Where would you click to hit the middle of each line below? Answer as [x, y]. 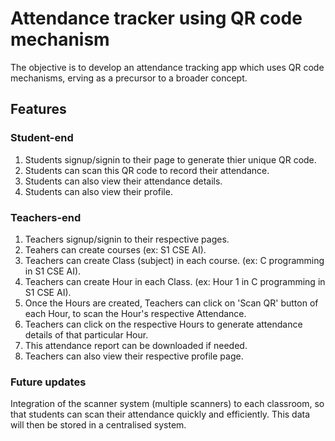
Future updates [48, 382]
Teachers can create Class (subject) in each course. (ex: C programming [174, 260]
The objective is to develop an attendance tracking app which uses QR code [167, 67]
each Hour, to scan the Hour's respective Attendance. [135, 313]
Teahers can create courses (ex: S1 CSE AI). [115, 249]
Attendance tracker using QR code [156, 18]
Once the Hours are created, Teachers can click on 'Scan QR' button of [171, 303]
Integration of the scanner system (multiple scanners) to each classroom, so [167, 404]
